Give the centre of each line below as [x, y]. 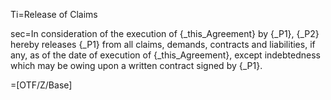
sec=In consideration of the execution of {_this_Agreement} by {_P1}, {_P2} [165, 33]
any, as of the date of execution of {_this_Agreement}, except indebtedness [165, 55]
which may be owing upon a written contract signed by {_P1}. [136, 65]
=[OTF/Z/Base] [41, 85]
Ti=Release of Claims [54, 14]
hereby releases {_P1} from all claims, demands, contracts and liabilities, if [163, 44]
